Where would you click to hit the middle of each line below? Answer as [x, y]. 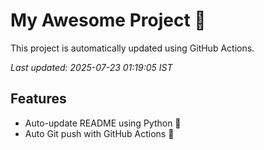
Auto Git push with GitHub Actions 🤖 [99, 133]
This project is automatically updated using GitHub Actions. [132, 48]
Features [38, 99]
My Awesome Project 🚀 [108, 20]
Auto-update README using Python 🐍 [103, 123]
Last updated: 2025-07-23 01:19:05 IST [91, 67]
